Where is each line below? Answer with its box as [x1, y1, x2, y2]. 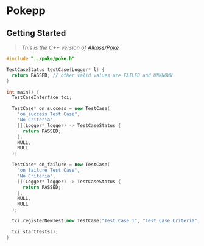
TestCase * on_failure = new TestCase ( [12, 162, 111, 168]
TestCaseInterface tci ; [12, 95, 72, 101]
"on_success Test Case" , [17, 111, 80, 117]
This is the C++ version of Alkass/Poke [21, 44, 119, 51]
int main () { [6, 89, 40, 95]
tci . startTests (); [12, 228, 59, 234]
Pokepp [6, 4, 46, 18]
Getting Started [6, 28, 66, 38]
